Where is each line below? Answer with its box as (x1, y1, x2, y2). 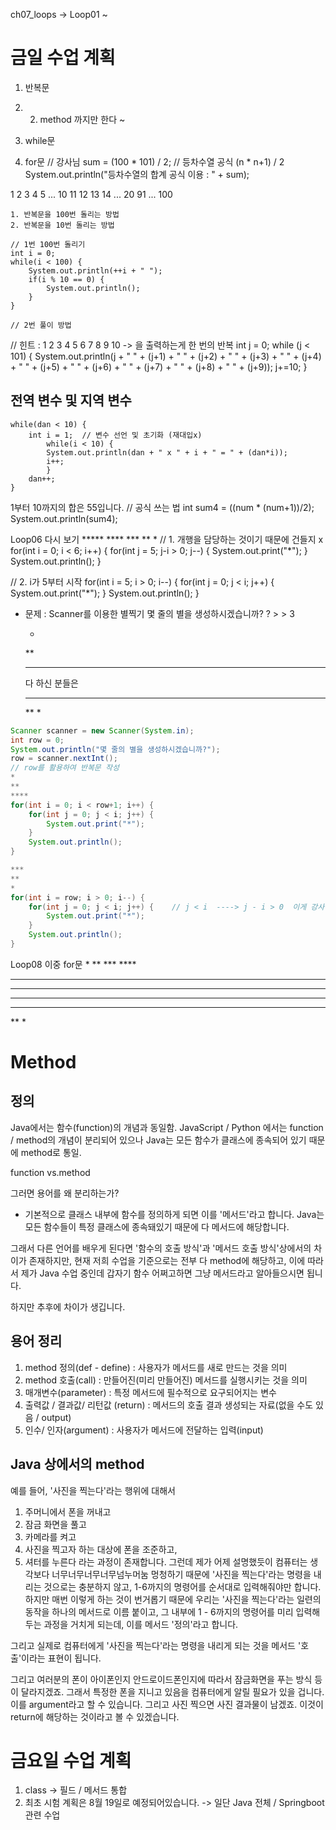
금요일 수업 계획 (10, 1749, 132, 1772)
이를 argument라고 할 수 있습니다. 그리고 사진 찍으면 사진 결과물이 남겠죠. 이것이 (10, 1698, 324, 1710)
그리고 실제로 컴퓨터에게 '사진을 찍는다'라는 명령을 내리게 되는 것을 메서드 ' (10, 1639, 302, 1651)
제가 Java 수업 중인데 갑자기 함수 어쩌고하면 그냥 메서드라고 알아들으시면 (20, 1267, 305, 1279)
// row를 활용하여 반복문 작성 (10, 763, 120, 773)
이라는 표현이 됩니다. (21, 1652, 102, 1664)
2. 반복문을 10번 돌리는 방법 (10, 220, 115, 230)
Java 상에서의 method (10, 1456, 145, 1473)
